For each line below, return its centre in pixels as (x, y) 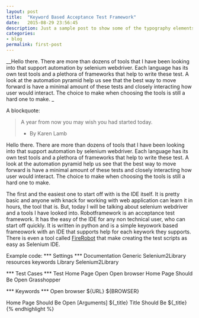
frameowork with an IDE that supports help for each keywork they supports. (99, 232)
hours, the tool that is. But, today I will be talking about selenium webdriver (97, 206)
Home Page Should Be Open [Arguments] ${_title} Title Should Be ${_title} (97, 303)
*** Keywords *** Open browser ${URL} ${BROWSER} (73, 291)
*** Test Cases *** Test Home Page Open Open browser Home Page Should (99, 273)
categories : (21, 34)
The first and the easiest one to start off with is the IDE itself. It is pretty (93, 194)
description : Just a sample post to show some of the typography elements (100, 28)
